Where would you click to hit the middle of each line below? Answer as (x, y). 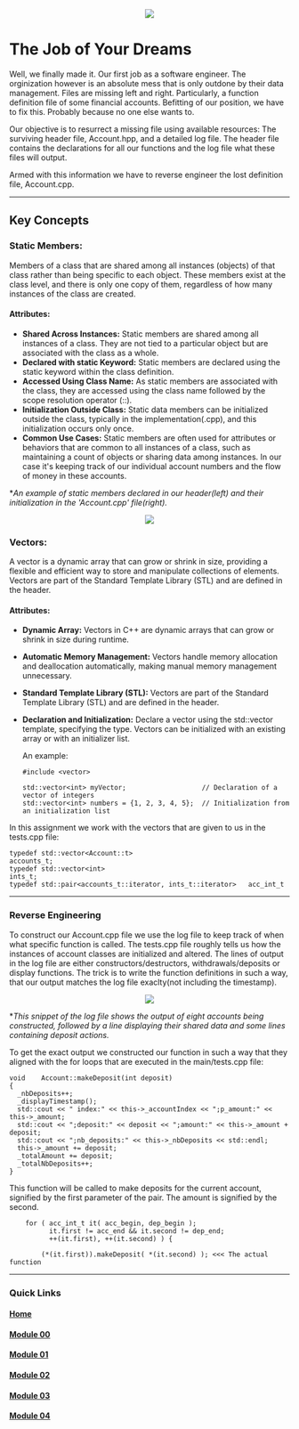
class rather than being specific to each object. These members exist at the (148, 274)
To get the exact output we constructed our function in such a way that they (148, 1052)
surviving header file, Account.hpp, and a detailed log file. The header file (145, 138)
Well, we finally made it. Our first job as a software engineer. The (128, 74)
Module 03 (30, 1395)
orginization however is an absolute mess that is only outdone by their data (147, 83)
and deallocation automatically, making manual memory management (149, 666)
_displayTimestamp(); (57, 1101)
